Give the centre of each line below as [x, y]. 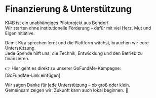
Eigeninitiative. [20, 33]
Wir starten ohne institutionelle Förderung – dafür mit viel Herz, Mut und [78, 28]
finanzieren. [17, 58]
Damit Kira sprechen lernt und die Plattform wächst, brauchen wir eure [77, 42]
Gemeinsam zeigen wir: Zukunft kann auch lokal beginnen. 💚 [67, 90]
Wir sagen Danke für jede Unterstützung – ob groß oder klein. [68, 85]
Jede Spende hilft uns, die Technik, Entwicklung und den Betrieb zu [74, 53]
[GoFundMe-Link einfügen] [33, 75]
